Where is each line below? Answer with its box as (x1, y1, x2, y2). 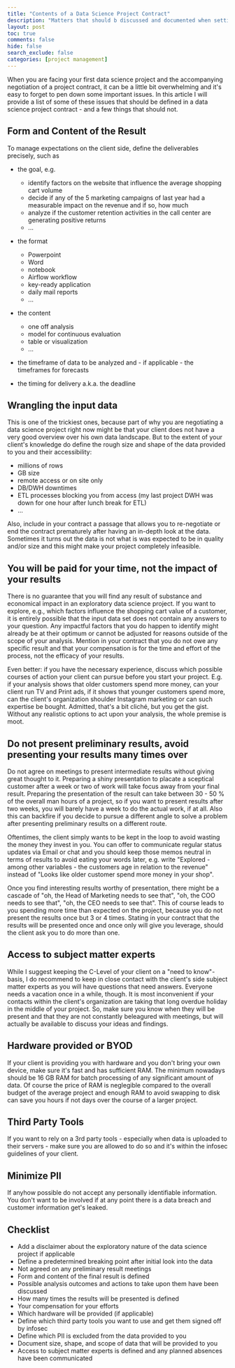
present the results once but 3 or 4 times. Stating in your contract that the (7, 914, 220, 922)
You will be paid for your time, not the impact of (7, 562, 218, 574)
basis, (7, 975, 24, 983)
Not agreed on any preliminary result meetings (17, 1265, 152, 1273)
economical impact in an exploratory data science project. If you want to (7, 600, 216, 608)
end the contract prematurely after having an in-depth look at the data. (7, 527, 211, 536)
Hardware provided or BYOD (7, 1040, 133, 1052)
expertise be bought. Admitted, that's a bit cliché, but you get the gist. (7, 703, 209, 711)
